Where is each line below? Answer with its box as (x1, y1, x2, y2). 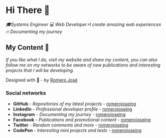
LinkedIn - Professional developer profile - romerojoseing (13, 106, 132, 112)
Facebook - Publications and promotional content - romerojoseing (13, 117, 151, 123)
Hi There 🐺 (6, 4, 50, 16)
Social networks (6, 89, 47, 96)
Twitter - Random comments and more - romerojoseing (13, 122, 128, 128)
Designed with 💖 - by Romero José (6, 77, 78, 83)
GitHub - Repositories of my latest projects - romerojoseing (13, 101, 136, 107)
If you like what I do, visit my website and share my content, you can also (6, 56, 157, 62)
